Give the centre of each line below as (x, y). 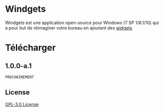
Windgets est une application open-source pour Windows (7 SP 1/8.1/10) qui (82, 23)
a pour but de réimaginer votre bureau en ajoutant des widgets (69, 28)
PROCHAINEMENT (20, 77)
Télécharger (31, 48)
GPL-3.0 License (22, 104)
